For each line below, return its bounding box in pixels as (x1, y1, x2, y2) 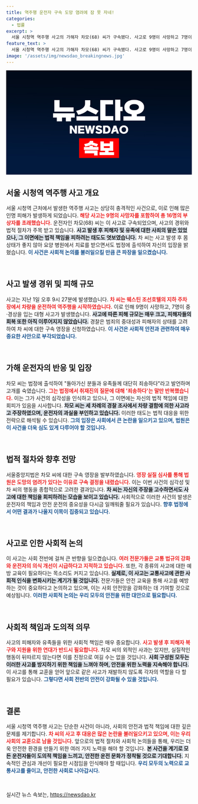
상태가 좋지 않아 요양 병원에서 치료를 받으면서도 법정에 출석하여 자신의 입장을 (6, 242, 183, 249)
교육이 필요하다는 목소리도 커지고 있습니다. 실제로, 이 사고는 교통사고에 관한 (12, 569, 184, 577)
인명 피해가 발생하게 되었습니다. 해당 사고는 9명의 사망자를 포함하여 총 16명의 (6, 212, 182, 219)
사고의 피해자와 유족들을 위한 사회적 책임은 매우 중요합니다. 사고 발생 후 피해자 (6, 639, 184, 646)
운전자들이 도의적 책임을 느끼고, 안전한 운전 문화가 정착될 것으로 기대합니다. (12, 752, 183, 759)
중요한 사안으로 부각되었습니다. (6, 332, 77, 340)
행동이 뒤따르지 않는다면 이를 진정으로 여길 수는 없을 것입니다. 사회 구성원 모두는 (6, 654, 190, 661)
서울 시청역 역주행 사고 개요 (6, 187, 99, 197)
